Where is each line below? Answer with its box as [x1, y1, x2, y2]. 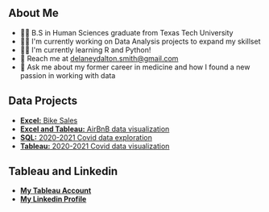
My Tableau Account [19, 185, 92, 196]
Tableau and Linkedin [8, 164, 118, 178]
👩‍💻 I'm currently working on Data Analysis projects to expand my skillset [19, 36, 261, 46]
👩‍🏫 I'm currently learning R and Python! [19, 44, 151, 55]
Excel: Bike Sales [19, 115, 78, 125]
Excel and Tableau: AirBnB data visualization [19, 124, 170, 134]
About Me [8, 6, 59, 20]
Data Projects [8, 94, 78, 108]
